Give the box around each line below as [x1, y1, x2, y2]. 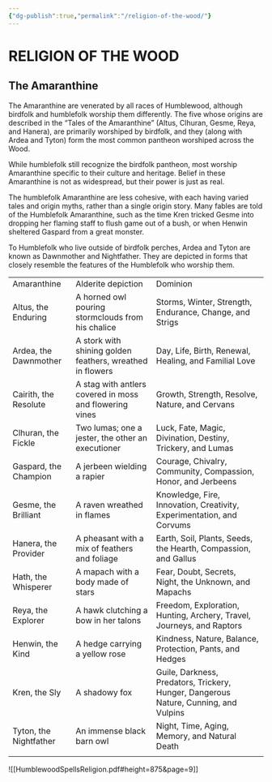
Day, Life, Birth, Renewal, [155, 345, 251, 356]
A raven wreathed [75, 499, 143, 510]
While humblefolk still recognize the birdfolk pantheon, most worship [8, 159, 237, 169]
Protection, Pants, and [155, 642, 240, 654]
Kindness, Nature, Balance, [155, 633, 259, 644]
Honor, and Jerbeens [155, 475, 237, 487]
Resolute [12, 398, 46, 410]
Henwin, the [12, 638, 58, 649]
